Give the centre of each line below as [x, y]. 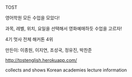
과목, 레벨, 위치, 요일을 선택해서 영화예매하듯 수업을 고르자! [64, 28]
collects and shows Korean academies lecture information [66, 70]
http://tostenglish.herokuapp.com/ [41, 60]
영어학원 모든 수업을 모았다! [33, 18]
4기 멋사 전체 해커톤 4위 [29, 39]
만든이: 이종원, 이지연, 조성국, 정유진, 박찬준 [49, 50]
